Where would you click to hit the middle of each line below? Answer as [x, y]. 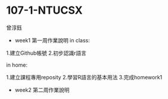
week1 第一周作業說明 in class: [52, 40]
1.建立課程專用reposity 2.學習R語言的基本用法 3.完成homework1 [84, 77]
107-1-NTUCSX [44, 10]
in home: [17, 65]
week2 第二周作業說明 [42, 89]
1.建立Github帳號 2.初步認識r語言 [46, 53]
